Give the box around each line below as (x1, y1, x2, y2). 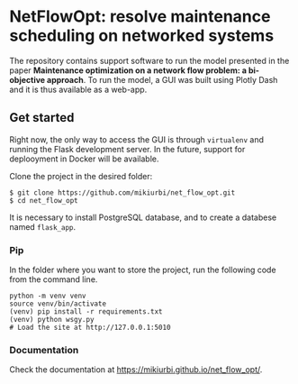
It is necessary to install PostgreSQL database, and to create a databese (9, 212, 277, 223)
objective (9, 74, 46, 85)
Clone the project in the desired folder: (9, 170, 153, 181)
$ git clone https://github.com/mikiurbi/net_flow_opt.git (9, 187, 236, 197)
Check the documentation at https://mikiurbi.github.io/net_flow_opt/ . (9, 364, 263, 375)
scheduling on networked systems (9, 25, 275, 46)
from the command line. (9, 274, 98, 285)
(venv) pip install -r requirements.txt (9, 307, 164, 316)
